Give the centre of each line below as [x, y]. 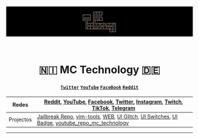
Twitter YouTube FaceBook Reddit [99, 87]
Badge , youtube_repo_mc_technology [83, 122]
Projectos [20, 119]
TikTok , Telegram [113, 108]
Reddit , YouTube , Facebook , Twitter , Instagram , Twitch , [114, 102]
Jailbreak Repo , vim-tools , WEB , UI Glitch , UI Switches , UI [107, 117]
